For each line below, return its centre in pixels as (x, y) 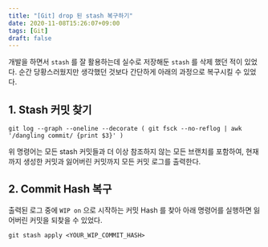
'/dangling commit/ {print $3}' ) (66, 136)
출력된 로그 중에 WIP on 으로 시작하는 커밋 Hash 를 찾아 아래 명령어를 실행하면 (130, 210)
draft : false (30, 38)
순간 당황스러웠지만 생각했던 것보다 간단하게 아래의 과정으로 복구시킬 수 (130, 72)
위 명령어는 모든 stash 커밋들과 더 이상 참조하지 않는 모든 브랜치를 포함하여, (126, 152)
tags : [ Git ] (28, 30)
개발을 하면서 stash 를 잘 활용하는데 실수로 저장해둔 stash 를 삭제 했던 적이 (126, 62)
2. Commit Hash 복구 (60, 189)
